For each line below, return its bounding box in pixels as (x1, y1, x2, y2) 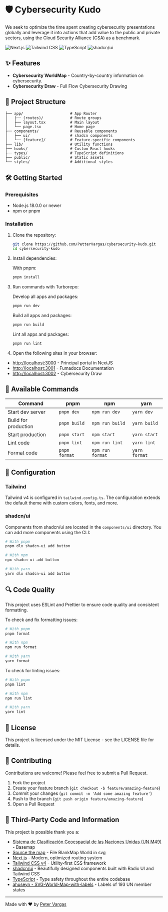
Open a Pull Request (12, 801, 55, 807)
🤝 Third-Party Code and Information (5, 816, 119, 824)
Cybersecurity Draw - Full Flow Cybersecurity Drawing (12, 83, 127, 89)
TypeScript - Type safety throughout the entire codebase (12, 876, 130, 882)
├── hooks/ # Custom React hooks (5, 146, 115, 151)
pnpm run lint (12, 341, 42, 346)
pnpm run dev (12, 303, 40, 309)
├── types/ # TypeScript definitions (5, 150, 124, 156)
